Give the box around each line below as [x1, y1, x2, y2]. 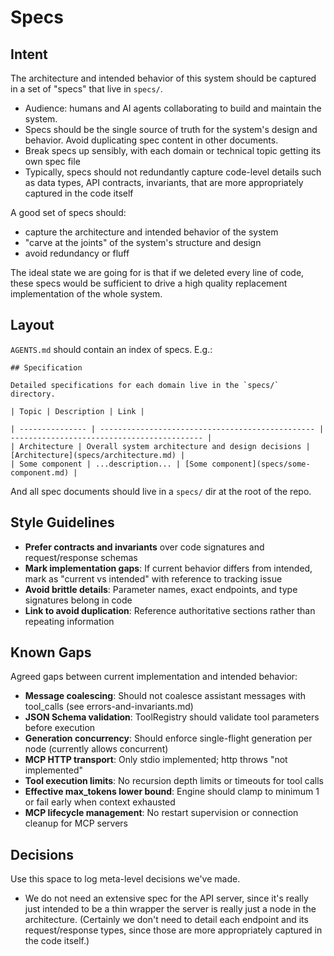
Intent [10, 46, 48, 63]
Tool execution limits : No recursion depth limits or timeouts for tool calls [24, 775, 324, 787]
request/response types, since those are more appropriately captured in [24, 924, 323, 936]
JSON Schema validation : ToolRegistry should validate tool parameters [24, 711, 320, 723]
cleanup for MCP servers [24, 817, 128, 830]
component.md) [10, 467, 70, 478]
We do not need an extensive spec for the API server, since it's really [24, 892, 309, 905]
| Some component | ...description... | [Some [10, 459, 208, 469]
